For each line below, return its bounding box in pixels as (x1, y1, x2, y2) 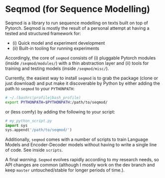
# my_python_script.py (5, 118, 52, 123)
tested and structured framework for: (5, 30, 81, 36)
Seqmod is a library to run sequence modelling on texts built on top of (5, 20, 148, 26)
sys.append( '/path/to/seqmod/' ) (5, 127, 72, 132)
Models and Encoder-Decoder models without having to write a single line (5, 142, 157, 148)
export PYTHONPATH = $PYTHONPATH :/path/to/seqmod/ (5, 100, 108, 105)
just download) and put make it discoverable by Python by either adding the (5, 80, 161, 86)
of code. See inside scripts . (5, 147, 63, 153)
